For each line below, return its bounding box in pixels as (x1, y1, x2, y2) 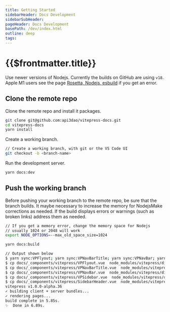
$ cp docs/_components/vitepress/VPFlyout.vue (5, 260, 105, 265)
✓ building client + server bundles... (5, 289, 90, 294)
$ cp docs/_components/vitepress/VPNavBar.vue (5, 270, 105, 275)
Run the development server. (5, 160, 66, 166)
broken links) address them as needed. (5, 214, 87, 220)
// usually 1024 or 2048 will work (5, 228, 80, 233)
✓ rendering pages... (5, 294, 51, 299)
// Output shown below (5, 251, 53, 256)
